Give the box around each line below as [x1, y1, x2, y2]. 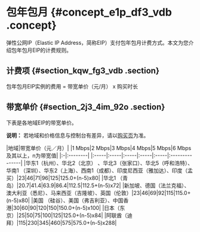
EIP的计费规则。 [32, 46, 72, 54]
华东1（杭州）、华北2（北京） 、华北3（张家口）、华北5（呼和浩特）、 [25, 159, 193, 166]
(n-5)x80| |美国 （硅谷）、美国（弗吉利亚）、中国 [6, 197, 124, 204]
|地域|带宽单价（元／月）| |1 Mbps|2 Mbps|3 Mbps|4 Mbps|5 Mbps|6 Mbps [6, 144, 192, 151]
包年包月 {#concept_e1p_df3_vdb [6, 5, 172, 19]
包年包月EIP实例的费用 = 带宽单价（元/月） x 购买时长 [6, 83, 139, 90]
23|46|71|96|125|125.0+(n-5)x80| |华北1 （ [18, 174, 123, 181]
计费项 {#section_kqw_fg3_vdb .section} [6, 66, 160, 76]
